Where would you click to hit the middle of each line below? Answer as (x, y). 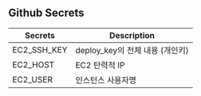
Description (132, 35)
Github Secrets (47, 13)
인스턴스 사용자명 (106, 80)
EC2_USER (33, 79)
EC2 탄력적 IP (100, 65)
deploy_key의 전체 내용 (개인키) (132, 50)
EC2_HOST (33, 64)
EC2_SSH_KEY (40, 49)
